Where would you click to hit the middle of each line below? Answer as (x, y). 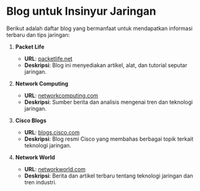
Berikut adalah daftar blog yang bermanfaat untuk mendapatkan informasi (99, 28)
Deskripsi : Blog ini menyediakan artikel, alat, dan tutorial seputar (106, 65)
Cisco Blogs (31, 120)
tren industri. (40, 182)
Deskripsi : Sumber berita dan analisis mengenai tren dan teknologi (109, 102)
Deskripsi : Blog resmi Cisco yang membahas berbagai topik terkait (109, 139)
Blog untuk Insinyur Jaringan (81, 11)
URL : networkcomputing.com (61, 95)
